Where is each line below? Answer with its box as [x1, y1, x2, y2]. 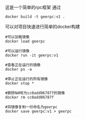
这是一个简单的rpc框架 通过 [5, 4, 61, 10]
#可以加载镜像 [5, 34, 30, 39]
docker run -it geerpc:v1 [5, 53, 58, 58]
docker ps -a [5, 67, 32, 72]
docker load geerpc [5, 39, 45, 44]
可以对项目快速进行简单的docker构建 [5, 24, 80, 29]
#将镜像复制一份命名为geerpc [5, 105, 58, 110]
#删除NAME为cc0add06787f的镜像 [5, 91, 65, 96]
